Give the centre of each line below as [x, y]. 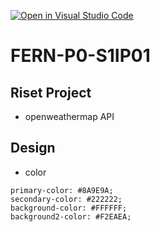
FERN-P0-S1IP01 [80, 56]
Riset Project [51, 92]
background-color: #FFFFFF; [69, 208]
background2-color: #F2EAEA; [71, 216]
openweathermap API [69, 116]
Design [33, 148]
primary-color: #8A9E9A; [62, 190]
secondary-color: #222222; [66, 199]
